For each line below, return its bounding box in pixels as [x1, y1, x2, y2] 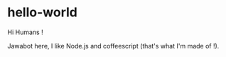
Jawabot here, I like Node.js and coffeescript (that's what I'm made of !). [7, 41, 220, 50]
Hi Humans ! [7, 28, 44, 36]
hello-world [7, 4, 78, 21]
